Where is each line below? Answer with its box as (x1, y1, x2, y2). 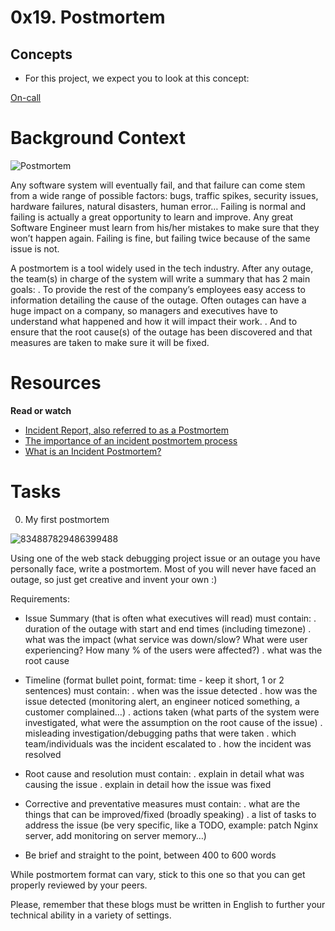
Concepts (10, 46, 73, 63)
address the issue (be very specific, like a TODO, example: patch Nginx (24, 819, 319, 831)
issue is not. (10, 242, 60, 255)
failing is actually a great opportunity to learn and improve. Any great (10, 211, 294, 223)
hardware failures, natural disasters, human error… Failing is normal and (10, 200, 307, 212)
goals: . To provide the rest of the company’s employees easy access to (10, 283, 306, 295)
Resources (10, 372, 102, 395)
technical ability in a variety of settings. (10, 909, 172, 921)
